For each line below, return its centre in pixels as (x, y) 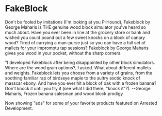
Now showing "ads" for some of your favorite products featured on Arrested (81, 103)
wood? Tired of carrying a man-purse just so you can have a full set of (75, 42)
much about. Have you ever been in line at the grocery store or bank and (78, 32)
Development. (19, 108)
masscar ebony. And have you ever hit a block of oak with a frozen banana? (81, 83)
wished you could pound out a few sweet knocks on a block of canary (75, 38)
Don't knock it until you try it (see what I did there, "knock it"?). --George (78, 88)
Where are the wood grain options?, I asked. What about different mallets (78, 68)
